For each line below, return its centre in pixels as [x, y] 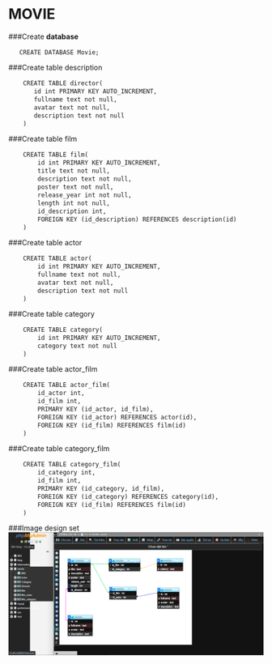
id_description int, [72, 211]
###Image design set [44, 528]
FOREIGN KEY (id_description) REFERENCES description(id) [137, 219]
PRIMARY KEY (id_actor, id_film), [96, 409]
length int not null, [74, 203]
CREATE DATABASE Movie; [59, 52]
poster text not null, [76, 187]
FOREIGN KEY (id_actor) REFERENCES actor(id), [117, 417]
